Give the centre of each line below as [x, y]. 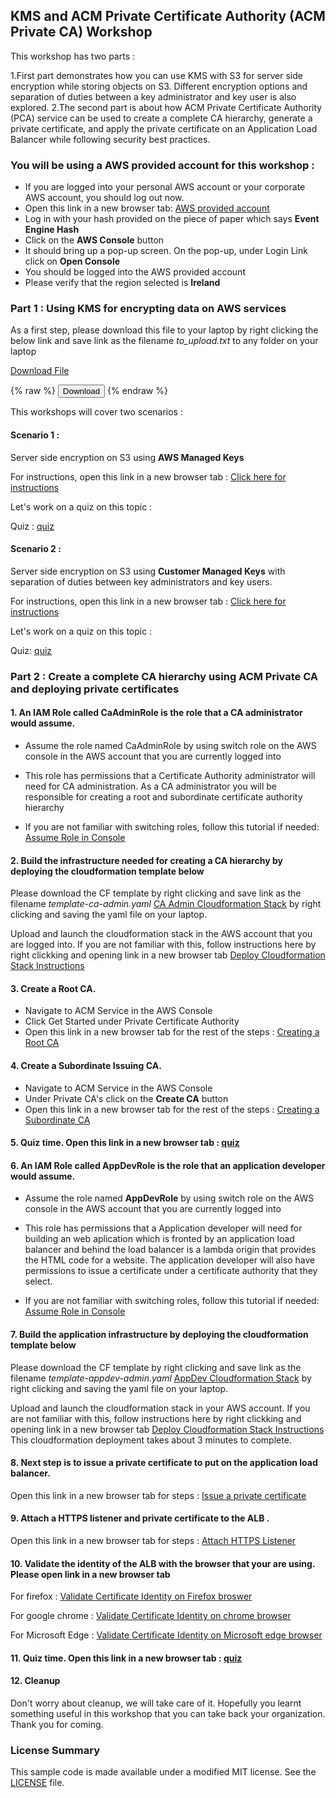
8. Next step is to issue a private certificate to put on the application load [164, 1463]
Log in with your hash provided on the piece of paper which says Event [172, 219]
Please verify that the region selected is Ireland [122, 283]
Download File [40, 371]
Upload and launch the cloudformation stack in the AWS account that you [161, 934]
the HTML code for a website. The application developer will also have [170, 1260]
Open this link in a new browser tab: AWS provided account [147, 208]
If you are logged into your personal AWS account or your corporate [165, 187]
